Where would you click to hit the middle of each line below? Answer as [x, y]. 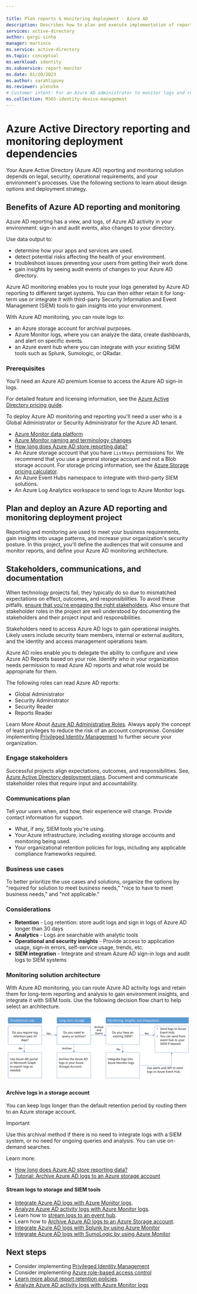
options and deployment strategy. [47, 188]
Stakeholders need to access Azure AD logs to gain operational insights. [93, 629]
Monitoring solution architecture [53, 975]
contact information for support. [45, 818]
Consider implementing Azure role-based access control [83, 1273]
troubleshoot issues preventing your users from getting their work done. [101, 263]
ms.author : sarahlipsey [35, 80]
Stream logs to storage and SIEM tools [53, 1189]
